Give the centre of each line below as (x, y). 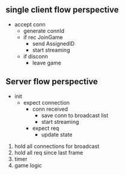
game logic (28, 165)
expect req (46, 128)
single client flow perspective (62, 10)
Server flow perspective (52, 81)
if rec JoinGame (43, 37)
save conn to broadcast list (75, 115)
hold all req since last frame (49, 152)
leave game (47, 63)
